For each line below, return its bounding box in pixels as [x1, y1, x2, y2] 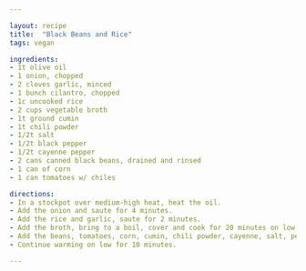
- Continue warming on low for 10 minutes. [9, 240, 178, 249]
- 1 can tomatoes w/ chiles [9, 173, 117, 182]
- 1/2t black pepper [9, 139, 88, 148]
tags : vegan [9, 38, 55, 47]
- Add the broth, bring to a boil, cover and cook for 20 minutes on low [9, 224, 296, 233]
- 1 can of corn [9, 165, 71, 174]
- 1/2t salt [9, 131, 55, 140]
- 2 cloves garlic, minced [9, 80, 112, 89]
